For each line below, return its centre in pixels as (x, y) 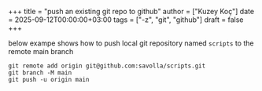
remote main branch (41, 51)
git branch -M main (40, 73)
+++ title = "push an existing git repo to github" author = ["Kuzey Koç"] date (131, 11)
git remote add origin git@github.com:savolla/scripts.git (107, 66)
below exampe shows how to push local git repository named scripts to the (131, 43)
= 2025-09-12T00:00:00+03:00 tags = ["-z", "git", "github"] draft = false (126, 20)
